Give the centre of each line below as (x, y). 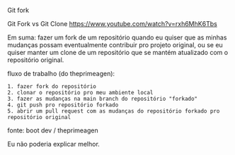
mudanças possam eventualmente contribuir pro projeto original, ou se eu (115, 45)
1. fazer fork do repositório (52, 87)
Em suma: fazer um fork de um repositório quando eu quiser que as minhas (117, 37)
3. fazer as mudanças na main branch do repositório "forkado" (103, 99)
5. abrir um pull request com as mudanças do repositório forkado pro (114, 111)
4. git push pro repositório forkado (63, 105)
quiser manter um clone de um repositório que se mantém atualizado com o (118, 52)
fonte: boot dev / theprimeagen (53, 130)
